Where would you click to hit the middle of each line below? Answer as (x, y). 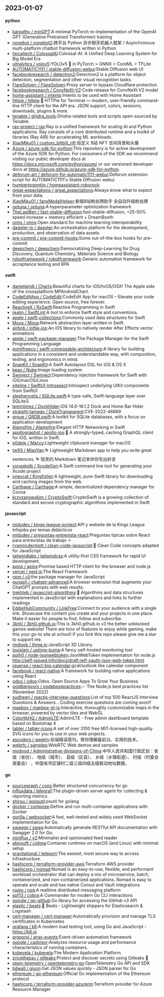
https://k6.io (24, 932)
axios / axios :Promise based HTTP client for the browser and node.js (81, 566)
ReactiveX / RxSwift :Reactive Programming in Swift (63, 307)
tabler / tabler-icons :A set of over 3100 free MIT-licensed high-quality (82, 728)
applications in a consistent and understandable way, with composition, (84, 354)
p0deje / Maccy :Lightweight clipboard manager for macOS (71, 443)
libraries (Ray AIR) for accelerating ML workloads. (62, 137)
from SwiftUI (25, 391)
